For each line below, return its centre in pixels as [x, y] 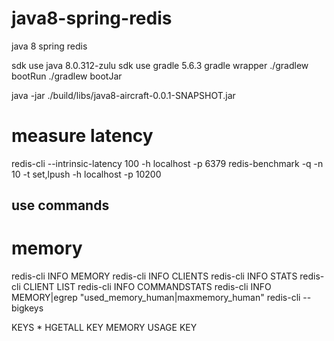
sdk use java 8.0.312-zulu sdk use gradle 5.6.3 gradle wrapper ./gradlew [160, 65]
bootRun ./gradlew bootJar [67, 76]
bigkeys [27, 308]
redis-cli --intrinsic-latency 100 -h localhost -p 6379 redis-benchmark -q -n [167, 163]
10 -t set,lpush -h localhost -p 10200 [86, 174]
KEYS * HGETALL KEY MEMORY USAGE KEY [104, 328]
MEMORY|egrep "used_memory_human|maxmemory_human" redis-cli [156, 298]
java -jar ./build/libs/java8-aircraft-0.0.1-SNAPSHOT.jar [123, 95]
